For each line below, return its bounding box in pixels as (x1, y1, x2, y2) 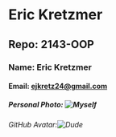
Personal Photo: (8, 99, 64, 109)
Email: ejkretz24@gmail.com (8, 82, 108, 91)
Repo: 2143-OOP (8, 38, 94, 51)
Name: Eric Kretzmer (8, 62, 93, 73)
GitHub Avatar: (8, 120, 58, 130)
